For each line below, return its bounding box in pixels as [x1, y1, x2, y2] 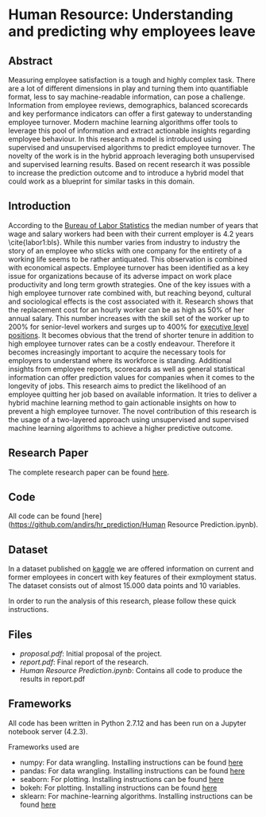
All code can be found [8, 511, 81, 521]
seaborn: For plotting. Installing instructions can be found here [19, 774, 224, 784]
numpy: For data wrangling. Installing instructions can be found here [19, 757, 244, 767]
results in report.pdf [19, 674, 86, 684]
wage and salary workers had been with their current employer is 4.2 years [8, 229, 254, 238]
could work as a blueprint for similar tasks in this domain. [8, 176, 195, 186]
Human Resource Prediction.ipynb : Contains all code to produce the [19, 666, 243, 676]
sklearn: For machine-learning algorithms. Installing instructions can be [19, 791, 253, 800]
